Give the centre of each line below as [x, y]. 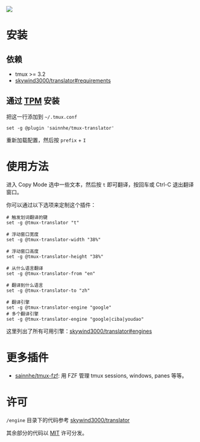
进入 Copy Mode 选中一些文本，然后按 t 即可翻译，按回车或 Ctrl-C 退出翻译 [100, 185]
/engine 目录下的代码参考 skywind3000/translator [68, 420]
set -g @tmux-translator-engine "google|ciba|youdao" [75, 319]
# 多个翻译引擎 [23, 314]
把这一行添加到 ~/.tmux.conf [42, 116]
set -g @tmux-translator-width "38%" [54, 239]
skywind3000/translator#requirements [63, 81]
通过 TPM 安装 [33, 101]
